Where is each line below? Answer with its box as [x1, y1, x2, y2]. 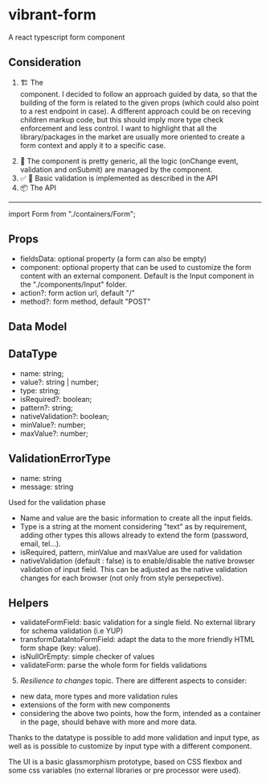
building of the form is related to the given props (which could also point [19, 97, 260, 107]
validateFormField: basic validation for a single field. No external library [19, 618, 256, 628]
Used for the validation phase [8, 497, 106, 507]
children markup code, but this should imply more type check [19, 114, 224, 124]
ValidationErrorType [8, 452, 111, 466]
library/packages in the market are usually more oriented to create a [19, 131, 245, 142]
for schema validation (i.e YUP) [19, 626, 124, 636]
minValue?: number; [19, 420, 86, 429]
